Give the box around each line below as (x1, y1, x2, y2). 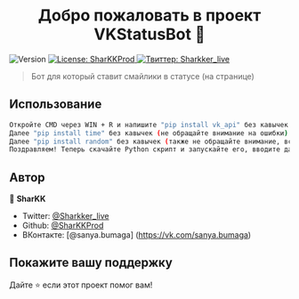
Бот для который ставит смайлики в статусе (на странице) (30, 70, 255, 81)
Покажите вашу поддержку (9, 255, 174, 271)
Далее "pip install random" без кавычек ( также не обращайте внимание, (9, 137, 280, 146)
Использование (9, 97, 102, 112)
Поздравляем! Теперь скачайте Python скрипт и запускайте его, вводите (9, 145, 280, 154)
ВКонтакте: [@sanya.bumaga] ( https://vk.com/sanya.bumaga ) (21, 230, 252, 240)
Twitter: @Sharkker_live (21, 211, 109, 222)
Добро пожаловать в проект (37, 5, 262, 26)
